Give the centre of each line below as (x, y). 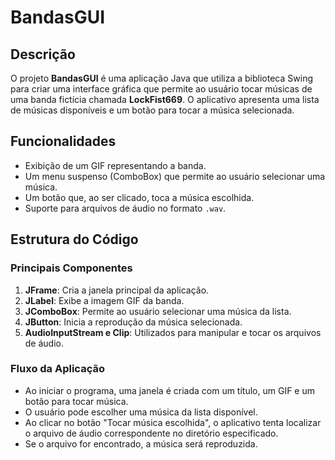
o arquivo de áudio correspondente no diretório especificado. (151, 433)
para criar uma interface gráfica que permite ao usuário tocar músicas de (161, 89)
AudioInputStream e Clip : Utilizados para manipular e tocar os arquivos (173, 332)
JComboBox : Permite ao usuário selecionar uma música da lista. (158, 311)
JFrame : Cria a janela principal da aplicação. (117, 290)
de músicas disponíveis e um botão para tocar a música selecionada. (152, 110)
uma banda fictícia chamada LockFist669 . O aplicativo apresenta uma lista (165, 99)
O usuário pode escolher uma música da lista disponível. (141, 412)
